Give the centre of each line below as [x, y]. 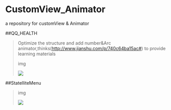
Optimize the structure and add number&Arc [64, 43]
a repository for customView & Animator [47, 23]
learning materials [37, 54]
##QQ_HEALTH [21, 33]
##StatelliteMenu [23, 83]
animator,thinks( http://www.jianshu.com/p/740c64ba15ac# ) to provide [92, 48]
